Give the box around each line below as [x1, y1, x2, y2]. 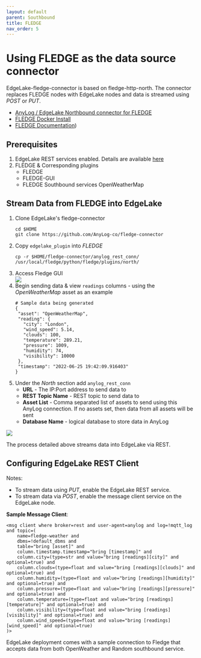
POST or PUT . [6, 97, 41, 104]
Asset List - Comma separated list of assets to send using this [22, 398, 178, 406]
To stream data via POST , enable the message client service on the [14, 493, 182, 500]
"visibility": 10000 [23, 353, 75, 359]
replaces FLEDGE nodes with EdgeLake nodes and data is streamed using [6, 91, 190, 98]
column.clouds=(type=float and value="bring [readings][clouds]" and [17, 564, 196, 570]
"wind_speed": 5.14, [23, 327, 75, 333]
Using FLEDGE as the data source [6, 52, 176, 65]
